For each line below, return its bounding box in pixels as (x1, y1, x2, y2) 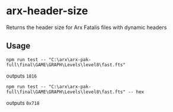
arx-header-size (6, 4, 88, 18)
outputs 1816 (6, 72, 37, 79)
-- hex (128, 89, 145, 95)
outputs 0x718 (6, 99, 40, 106)
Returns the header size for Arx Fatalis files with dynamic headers (6, 24, 167, 31)
